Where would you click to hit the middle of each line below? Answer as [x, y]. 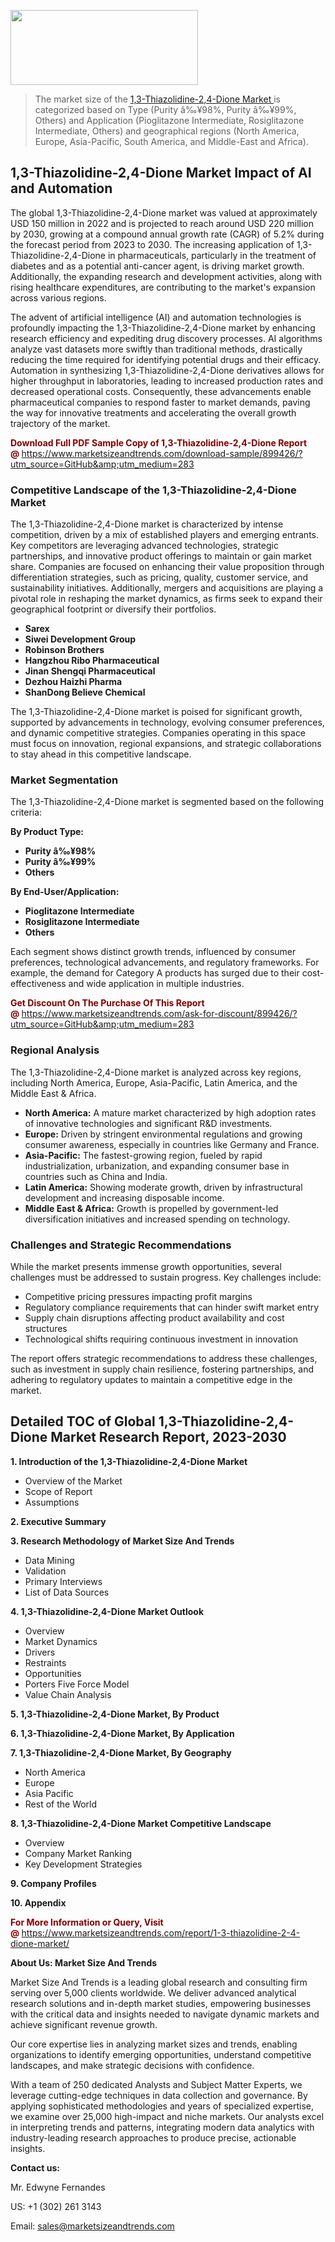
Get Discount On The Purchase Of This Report [107, 1003]
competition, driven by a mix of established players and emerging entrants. [165, 535]
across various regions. [58, 297]
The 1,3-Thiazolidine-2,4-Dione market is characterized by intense [147, 524]
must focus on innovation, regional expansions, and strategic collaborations [166, 744]
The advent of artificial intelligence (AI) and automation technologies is [156, 317]
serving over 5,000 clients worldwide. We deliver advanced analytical [153, 1992]
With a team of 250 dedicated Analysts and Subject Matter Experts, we [156, 2084]
